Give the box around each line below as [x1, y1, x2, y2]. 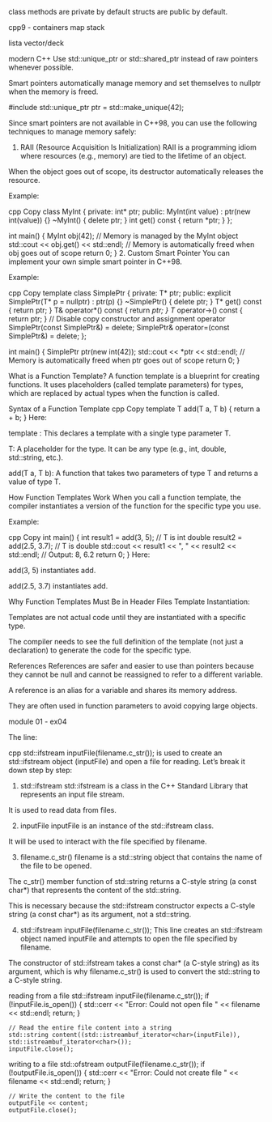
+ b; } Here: [8, 413, 47, 422]
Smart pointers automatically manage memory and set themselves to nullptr [8, 79, 261, 87]
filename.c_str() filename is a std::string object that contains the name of [19, 852, 262, 861]
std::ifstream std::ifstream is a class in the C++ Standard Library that [19, 781, 249, 790]
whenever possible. [8, 62, 74, 72]
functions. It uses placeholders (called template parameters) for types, [8, 380, 244, 389]
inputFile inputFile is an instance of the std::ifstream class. [19, 821, 215, 831]
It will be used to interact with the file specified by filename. [8, 837, 207, 846]
